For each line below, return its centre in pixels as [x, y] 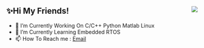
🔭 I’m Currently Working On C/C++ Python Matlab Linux [85, 25]
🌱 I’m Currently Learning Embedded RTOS [68, 32]
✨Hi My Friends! [38, 11]
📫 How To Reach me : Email [50, 38]
